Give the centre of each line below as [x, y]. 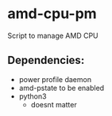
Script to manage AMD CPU [53, 36]
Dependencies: [46, 60]
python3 [33, 96]
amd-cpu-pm [52, 14]
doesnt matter [54, 104]
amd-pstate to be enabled [62, 88]
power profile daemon [55, 79]
